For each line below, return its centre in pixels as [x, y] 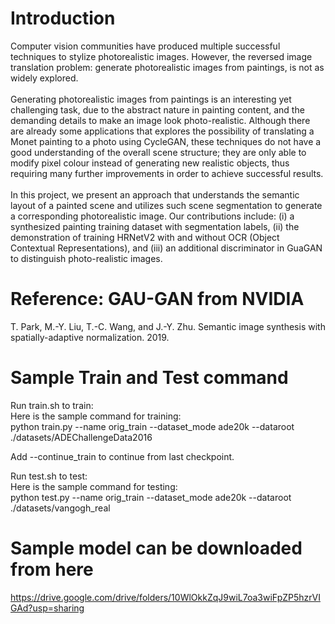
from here [52, 569]
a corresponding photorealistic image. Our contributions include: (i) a [152, 216]
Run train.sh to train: [52, 405]
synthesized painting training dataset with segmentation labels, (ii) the [155, 226]
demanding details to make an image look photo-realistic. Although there [160, 120]
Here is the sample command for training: [96, 416]
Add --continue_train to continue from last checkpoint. [122, 456]
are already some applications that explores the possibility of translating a [162, 131]
